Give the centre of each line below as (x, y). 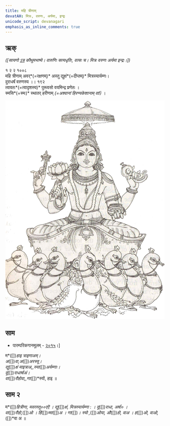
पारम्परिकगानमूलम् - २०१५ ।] (36, 345)
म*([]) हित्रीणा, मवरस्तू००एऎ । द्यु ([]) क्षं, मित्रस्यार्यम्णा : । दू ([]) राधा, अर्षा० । (67, 407)
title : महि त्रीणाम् (21, 11)
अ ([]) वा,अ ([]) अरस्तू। (24, 361)
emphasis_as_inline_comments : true (43, 27)
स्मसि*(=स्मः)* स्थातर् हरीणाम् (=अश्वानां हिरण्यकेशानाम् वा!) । (56, 93)
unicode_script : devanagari (35, 21)
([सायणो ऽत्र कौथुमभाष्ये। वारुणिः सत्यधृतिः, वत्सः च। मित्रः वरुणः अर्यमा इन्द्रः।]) (68, 60)
